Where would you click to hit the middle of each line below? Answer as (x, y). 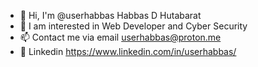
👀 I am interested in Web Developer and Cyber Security (133, 26)
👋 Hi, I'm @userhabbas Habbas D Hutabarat (110, 15)
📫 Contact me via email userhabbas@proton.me (120, 37)
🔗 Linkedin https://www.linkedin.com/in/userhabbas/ (128, 51)
